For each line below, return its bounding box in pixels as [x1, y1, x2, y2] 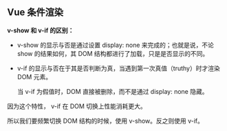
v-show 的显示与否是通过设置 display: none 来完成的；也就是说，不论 [17, 41, 215, 49]
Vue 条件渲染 [7, 6, 64, 19]
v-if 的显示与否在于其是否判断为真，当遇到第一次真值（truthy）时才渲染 [17, 64, 220, 72]
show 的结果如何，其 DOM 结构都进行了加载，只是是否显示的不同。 [17, 49, 209, 57]
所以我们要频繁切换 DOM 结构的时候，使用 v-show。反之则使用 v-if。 [7, 117, 204, 125]
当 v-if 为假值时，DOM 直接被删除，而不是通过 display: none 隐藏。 [17, 87, 208, 95]
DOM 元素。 [17, 72, 52, 81]
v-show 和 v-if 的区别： [7, 26, 74, 34]
